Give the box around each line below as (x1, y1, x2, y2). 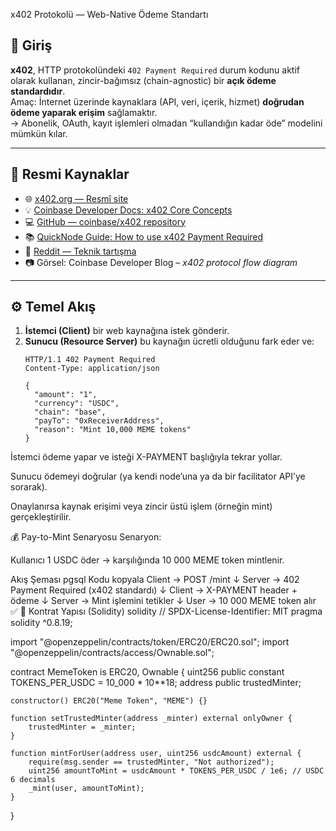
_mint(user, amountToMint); (28, 784, 145, 794)
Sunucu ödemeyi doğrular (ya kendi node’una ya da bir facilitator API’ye (10, 470, 306, 483)
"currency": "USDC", (34, 399, 120, 409)
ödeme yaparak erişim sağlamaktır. (10, 106, 158, 118)
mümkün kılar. (10, 127, 68, 139)
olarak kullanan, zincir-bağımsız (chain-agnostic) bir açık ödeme (10, 74, 277, 86)
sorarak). (10, 481, 48, 493)
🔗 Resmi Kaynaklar (10, 166, 130, 183)
